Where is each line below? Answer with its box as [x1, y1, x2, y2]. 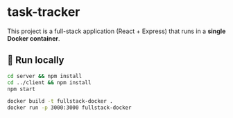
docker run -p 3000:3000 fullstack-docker [7, 104, 132, 111]
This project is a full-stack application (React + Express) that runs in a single [7, 27, 226, 35]
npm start [7, 86, 36, 92]
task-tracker [7, 4, 80, 20]
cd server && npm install [7, 72, 82, 79]
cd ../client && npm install [7, 79, 92, 86]
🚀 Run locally [7, 55, 64, 66]
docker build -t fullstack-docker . [7, 98, 113, 105]
